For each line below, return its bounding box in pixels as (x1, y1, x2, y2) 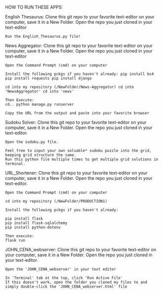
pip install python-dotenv (5, 225, 61, 230)
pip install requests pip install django (5, 76, 92, 81)
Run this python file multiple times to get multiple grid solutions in (5, 157, 159, 162)
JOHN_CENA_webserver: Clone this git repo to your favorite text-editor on (5, 247, 157, 252)
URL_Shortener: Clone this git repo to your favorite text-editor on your (5, 170, 148, 176)
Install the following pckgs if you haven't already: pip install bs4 (5, 72, 154, 76)
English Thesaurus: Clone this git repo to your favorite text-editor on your (5, 14, 155, 19)
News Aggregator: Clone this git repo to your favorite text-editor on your (5, 43, 153, 49)
